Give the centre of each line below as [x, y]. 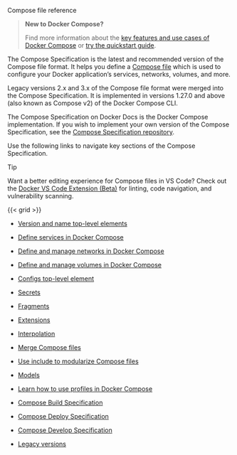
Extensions [34, 320]
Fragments [33, 306]
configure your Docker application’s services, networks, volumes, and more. [119, 74]
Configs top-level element [56, 279]
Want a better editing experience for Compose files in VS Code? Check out [117, 181]
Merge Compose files [49, 347]
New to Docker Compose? [64, 24]
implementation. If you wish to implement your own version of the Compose [118, 124]
